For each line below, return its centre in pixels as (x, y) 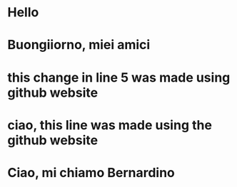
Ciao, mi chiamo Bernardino (91, 172)
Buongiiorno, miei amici (79, 45)
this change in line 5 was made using (119, 77)
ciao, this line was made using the (110, 125)
